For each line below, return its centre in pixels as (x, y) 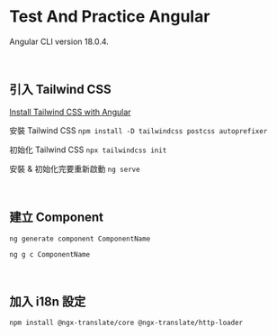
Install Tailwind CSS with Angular (71, 112)
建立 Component (57, 218)
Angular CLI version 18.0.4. (59, 41)
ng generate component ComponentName (80, 239)
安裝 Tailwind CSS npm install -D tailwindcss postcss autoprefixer (138, 130)
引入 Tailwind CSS (60, 90)
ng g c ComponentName (50, 254)
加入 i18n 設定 (48, 301)
